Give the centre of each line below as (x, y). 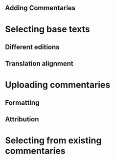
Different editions (32, 47)
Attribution (22, 119)
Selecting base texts (47, 29)
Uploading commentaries (58, 85)
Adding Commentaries (40, 8)
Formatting (22, 102)
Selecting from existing (53, 140)
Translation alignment (39, 64)
